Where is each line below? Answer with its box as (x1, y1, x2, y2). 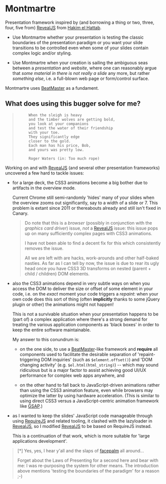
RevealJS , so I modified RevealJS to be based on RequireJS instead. (12, 423, 152, 429)
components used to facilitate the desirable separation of (19, 351, 137, 357)
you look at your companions (28, 121, 89, 126)
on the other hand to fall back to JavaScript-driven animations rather (19, 382, 160, 388)
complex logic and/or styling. (12, 50, 72, 56)
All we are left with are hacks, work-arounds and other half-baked (24, 255, 159, 261)
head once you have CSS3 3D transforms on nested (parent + (24, 265, 151, 271)
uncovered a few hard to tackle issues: (5, 170, 84, 176)
